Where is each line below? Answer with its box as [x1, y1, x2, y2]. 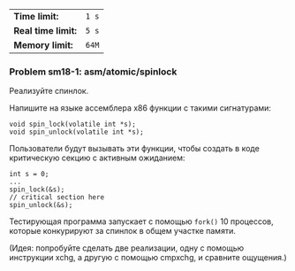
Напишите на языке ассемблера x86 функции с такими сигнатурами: [9, 103, 272, 113]
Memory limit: [13, 39, 73, 51]
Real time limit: [13, 25, 78, 36]
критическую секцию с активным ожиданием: [9, 152, 185, 163]
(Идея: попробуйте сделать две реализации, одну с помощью [9, 243, 245, 253]
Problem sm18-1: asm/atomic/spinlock [9, 66, 178, 78]
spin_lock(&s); [9, 185, 65, 194]
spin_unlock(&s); [9, 201, 73, 210]
